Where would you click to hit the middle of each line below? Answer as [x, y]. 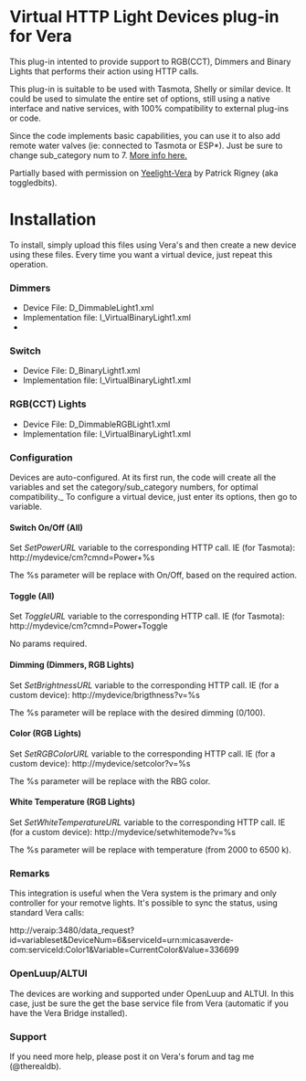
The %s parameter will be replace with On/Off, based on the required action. [153, 575]
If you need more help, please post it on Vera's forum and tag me [132, 1056]
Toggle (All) [32, 596]
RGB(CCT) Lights [48, 404]
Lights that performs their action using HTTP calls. [104, 71]
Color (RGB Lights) [46, 734]
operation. [29, 264]
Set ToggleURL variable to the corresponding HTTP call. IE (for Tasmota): [147, 616]
